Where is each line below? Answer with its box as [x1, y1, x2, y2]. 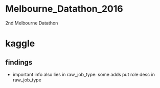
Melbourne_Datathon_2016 [5, 3, 124, 15]
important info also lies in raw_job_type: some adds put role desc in [12, 71, 155, 77]
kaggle [5, 38, 35, 49]
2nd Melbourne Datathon [5, 20, 58, 26]
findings [5, 58, 33, 67]
